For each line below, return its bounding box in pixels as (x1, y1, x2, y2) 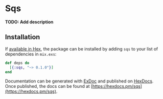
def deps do (5, 60, 29, 66)
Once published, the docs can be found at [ (5, 83, 93, 89)
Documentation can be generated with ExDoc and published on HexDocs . (5, 78, 154, 84)
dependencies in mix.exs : (5, 51, 57, 57)
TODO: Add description (5, 19, 54, 25)
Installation (5, 33, 40, 41)
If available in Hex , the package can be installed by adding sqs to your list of (5, 46, 158, 51)
